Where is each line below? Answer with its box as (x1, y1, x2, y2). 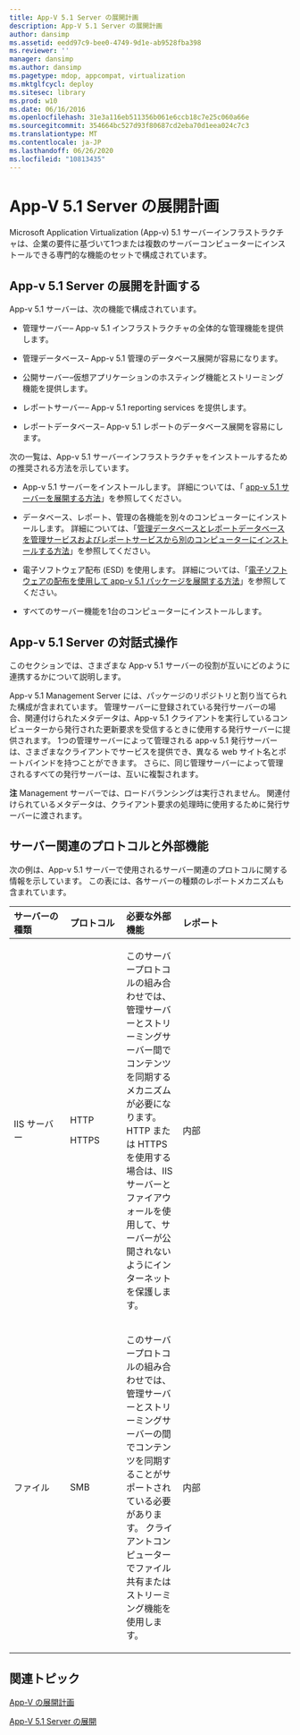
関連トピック (9, 1671, 80, 1687)
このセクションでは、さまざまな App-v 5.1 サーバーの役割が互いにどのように (9, 660, 291, 671)
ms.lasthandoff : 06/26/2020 (9, 146, 114, 155)
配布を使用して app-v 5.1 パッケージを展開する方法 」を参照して (53, 576, 287, 586)
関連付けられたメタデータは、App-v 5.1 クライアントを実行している (24, 713, 272, 723)
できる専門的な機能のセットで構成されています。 (32, 250, 212, 261)
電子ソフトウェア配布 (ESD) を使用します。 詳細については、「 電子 (21, 565, 265, 576)
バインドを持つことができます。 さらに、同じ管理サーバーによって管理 (24, 757, 284, 768)
